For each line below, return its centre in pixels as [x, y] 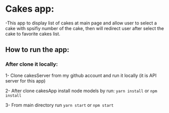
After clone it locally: [32, 64]
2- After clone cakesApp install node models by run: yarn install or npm [81, 91]
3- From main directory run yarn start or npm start [59, 105]
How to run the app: [38, 50]
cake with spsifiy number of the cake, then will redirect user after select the [85, 28]
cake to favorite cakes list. [33, 34]
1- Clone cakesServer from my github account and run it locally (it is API [81, 75]
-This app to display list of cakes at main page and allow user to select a [81, 23]
